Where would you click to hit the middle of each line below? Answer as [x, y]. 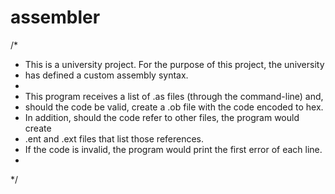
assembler [55, 17]
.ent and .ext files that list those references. [114, 138]
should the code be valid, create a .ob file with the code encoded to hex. [174, 107]
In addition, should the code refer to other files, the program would [162, 117]
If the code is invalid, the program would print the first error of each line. [173, 149]
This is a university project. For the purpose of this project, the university [174, 64]
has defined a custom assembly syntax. [106, 75]
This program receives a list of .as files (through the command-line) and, [174, 96]
